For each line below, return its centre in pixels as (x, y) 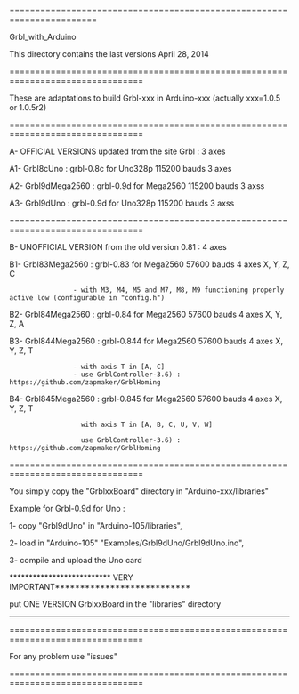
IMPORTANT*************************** (100, 587)
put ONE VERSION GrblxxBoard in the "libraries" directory (115, 604)
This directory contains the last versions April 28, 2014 (109, 54)
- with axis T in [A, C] (119, 367)
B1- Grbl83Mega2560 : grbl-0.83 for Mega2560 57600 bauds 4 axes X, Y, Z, (149, 264)
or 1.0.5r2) (28, 107)
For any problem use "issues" (64, 656)
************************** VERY (71, 577)
